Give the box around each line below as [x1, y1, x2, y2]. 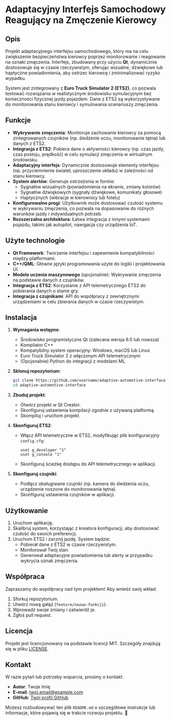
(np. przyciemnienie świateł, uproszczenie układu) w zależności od [12, 167, 154, 174]
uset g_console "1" [20, 452, 62, 457]
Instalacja [5, 313, 37, 322]
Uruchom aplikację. [12, 520, 53, 525]
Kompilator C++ [20, 342, 54, 348]
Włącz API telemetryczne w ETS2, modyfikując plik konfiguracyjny [20, 432, 160, 438]
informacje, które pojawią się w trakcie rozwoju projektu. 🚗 [5, 710, 128, 716]
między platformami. [12, 255, 56, 261]
